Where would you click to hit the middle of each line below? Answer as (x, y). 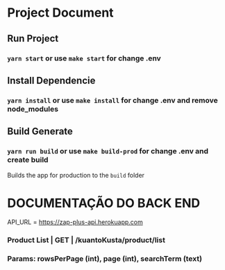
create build (28, 160)
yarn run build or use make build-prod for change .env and (108, 151)
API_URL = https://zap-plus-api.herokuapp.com (75, 222)
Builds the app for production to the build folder (76, 175)
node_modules (33, 109)
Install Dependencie (51, 80)
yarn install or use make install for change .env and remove (113, 100)
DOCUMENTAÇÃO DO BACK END (103, 203)
